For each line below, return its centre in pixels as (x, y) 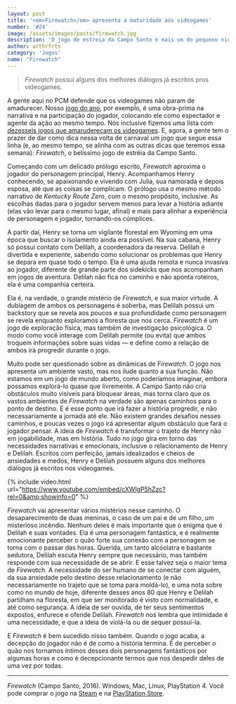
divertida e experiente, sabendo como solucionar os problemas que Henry (115, 254)
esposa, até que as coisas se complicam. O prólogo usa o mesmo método (114, 188)
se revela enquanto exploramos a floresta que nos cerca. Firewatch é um (113, 320)
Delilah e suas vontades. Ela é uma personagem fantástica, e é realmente (113, 532)
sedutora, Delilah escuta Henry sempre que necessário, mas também (107, 554)
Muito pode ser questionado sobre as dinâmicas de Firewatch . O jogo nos (114, 364)
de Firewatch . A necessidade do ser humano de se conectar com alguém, (114, 570)
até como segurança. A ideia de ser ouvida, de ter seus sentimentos (106, 607)
